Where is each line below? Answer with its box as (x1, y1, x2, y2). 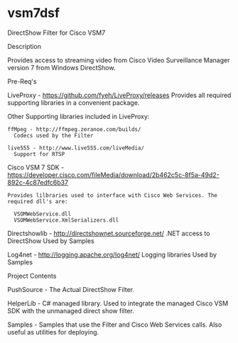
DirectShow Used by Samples (7, 236, 94, 245)
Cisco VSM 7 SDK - (7, 163, 65, 171)
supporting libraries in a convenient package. (7, 98, 140, 107)
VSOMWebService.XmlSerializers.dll (13, 216, 119, 224)
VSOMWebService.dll (13, 210, 72, 218)
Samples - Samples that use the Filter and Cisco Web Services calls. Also (7, 320, 222, 329)
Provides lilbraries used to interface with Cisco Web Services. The (7, 191, 218, 199)
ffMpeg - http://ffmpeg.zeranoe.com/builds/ (7, 125, 141, 133)
